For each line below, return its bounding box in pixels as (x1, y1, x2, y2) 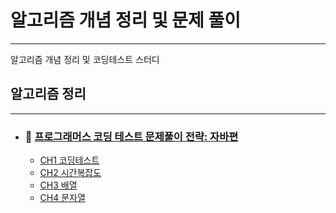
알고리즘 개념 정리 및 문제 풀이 (10, 9, 242, 32)
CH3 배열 (39, 179, 78, 191)
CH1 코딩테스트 (39, 154, 100, 166)
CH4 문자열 (39, 192, 86, 204)
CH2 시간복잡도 (39, 167, 102, 179)
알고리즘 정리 (10, 86, 87, 103)
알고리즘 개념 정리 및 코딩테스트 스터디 (10, 53, 160, 65)
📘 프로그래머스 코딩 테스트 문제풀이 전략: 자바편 (24, 129, 239, 143)
